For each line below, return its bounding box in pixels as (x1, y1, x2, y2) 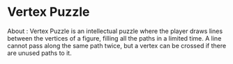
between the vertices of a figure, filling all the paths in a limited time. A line (7, 34, 222, 42)
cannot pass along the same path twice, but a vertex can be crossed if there (7, 41, 227, 50)
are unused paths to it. (7, 49, 72, 57)
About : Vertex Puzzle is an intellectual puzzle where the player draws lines (7, 27, 223, 35)
